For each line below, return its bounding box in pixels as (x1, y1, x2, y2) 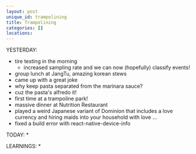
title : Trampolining (6, 19, 57, 25)
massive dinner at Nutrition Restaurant (14, 101, 108, 108)
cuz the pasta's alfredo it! (14, 89, 77, 96)
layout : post (6, 8, 38, 15)
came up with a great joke (14, 77, 78, 84)
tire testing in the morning (14, 58, 78, 65)
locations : (6, 30, 33, 36)
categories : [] (6, 25, 44, 31)
